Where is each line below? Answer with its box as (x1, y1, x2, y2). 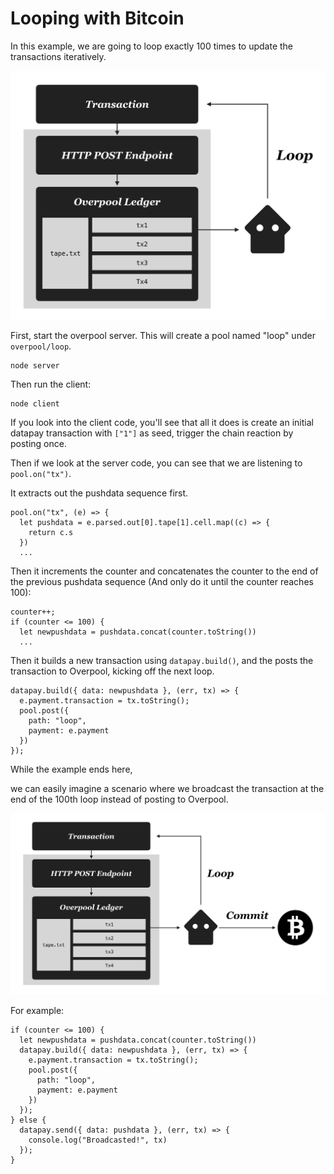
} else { (10, 1115, 47, 1125)
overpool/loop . (10, 340, 72, 352)
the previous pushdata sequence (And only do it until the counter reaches (10, 576, 314, 588)
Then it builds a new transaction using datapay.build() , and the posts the (10, 655, 314, 667)
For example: (10, 1005, 65, 1016)
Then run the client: (10, 378, 92, 391)
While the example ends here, (10, 763, 133, 776)
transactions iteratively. (10, 50, 107, 62)
